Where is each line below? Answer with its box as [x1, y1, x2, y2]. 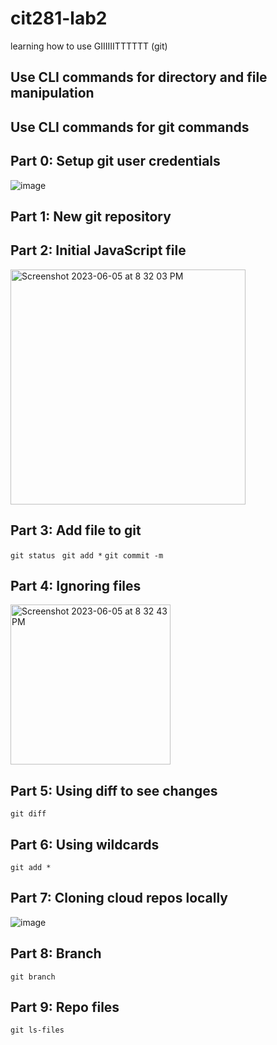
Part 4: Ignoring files [10, 577, 142, 594]
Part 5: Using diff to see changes [10, 782, 218, 799]
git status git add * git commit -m [10, 550, 164, 561]
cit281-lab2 [10, 7, 108, 30]
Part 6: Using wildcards [10, 836, 160, 853]
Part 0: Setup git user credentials [10, 153, 221, 170]
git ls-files [10, 1025, 65, 1036]
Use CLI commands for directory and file [10, 69, 268, 86]
